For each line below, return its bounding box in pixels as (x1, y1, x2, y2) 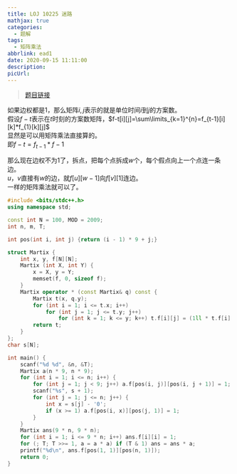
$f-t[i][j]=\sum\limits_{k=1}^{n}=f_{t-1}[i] (107, 115, 226, 123)
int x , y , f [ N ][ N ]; (20, 256, 78, 263)
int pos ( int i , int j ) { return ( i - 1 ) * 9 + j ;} (7, 236, 158, 243)
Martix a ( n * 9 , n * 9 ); (20, 367, 94, 374)
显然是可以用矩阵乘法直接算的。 (7, 131, 101, 139)
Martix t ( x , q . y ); (33, 295, 88, 302)
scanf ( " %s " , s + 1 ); (33, 387, 94, 395)
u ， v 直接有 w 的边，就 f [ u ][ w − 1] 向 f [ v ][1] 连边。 (7, 174, 142, 182)
